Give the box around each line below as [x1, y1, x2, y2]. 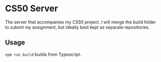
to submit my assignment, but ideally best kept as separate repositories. [5, 24, 150, 30]
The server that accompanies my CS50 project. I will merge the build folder [5, 19, 156, 25]
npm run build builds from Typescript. [5, 51, 81, 57]
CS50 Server [5, 3, 59, 14]
